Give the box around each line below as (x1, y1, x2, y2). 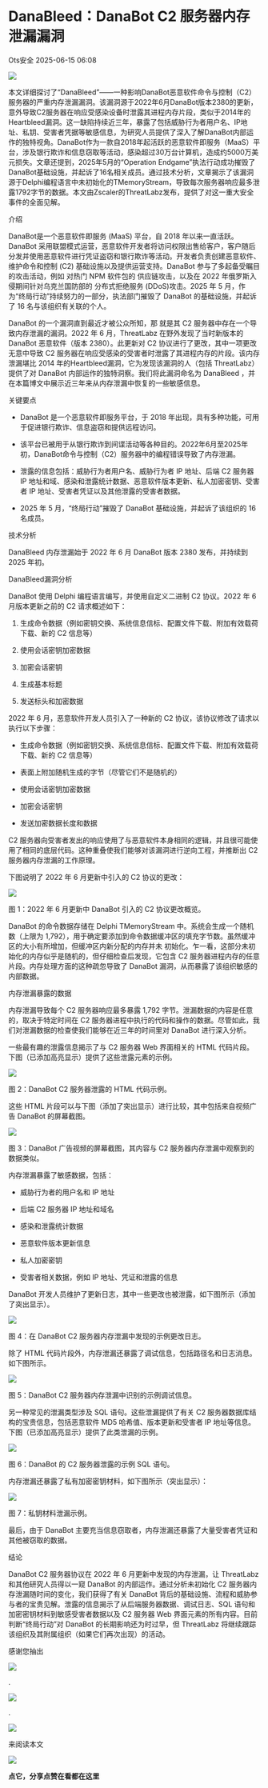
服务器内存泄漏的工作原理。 (8, 855, 100, 865)
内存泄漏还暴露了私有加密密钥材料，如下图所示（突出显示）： (8, 1476, 208, 1486)
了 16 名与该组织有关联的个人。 (8, 301, 111, 310)
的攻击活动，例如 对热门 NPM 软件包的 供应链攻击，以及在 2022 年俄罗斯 (8, 271, 250, 281)
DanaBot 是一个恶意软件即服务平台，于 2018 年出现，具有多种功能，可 (19, 412, 253, 422)
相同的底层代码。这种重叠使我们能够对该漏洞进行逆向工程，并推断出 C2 (22, 845, 258, 854)
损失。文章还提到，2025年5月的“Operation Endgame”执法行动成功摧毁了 (14, 157, 256, 166)
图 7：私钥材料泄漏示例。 (8, 1508, 92, 1518)
